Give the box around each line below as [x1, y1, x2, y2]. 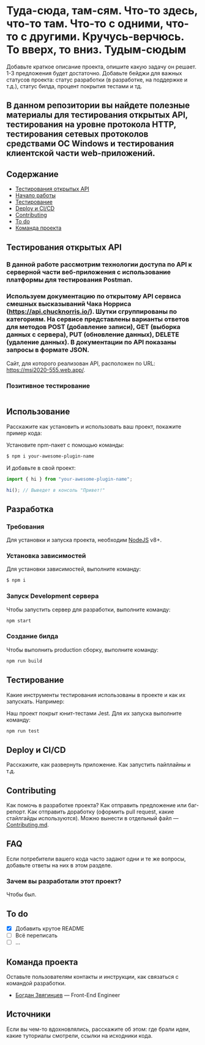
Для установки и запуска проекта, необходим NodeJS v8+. [6, 537, 162, 544]
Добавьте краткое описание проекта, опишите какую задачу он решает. [6, 62, 197, 70]
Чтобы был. [6, 891, 37, 898]
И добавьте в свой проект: [6, 464, 76, 472]
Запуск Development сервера [6, 592, 99, 600]
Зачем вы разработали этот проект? [6, 877, 122, 885]
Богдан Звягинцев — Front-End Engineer [15, 991, 121, 998]
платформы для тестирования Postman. [6, 276, 133, 284]
